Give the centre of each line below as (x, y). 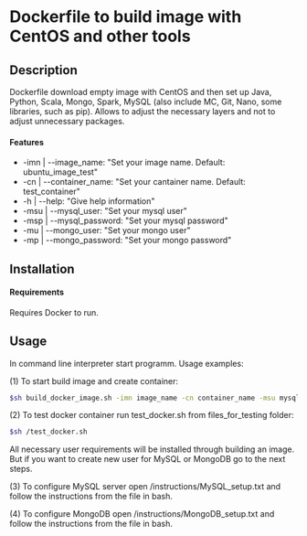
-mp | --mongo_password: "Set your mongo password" (127, 241)
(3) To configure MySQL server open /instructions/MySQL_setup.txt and (145, 487)
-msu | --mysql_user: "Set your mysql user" (105, 211)
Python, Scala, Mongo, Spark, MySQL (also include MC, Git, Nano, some (146, 102)
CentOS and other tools (100, 36)
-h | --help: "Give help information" (89, 201)
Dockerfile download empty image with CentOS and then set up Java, (141, 92)
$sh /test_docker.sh (49, 432)
